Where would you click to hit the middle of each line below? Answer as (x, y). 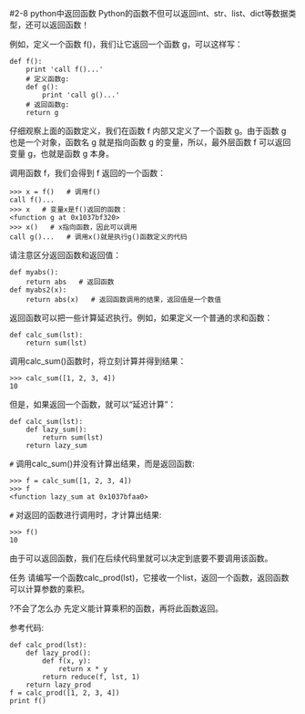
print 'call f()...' (65, 69)
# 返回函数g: (48, 105)
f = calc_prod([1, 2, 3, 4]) (65, 693)
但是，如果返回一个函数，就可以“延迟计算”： (93, 404)
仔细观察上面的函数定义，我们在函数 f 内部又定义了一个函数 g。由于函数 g (148, 131)
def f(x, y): (67, 661)
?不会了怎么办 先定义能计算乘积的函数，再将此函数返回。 (117, 608)
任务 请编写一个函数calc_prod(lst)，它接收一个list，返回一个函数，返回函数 (149, 578)
